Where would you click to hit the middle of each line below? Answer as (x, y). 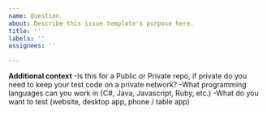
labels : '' (27, 38)
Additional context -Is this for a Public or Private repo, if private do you (128, 76)
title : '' (25, 31)
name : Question (34, 16)
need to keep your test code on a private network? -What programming (127, 85)
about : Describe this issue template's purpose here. (101, 23)
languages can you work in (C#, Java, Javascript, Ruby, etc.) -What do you (133, 93)
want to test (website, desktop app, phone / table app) (99, 102)
